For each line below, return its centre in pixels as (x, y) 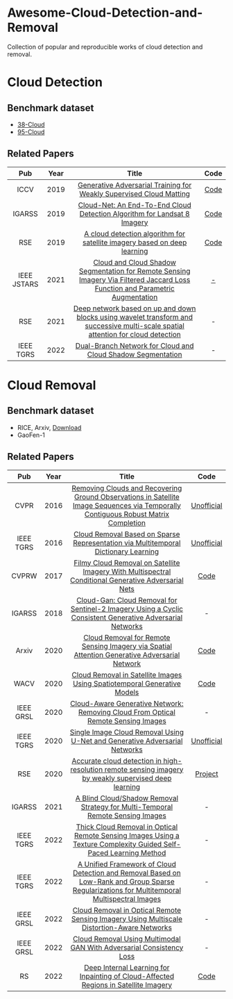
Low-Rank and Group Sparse (127, 882)
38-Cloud (31, 124)
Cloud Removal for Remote (127, 637)
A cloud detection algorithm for (135, 233)
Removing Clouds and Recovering (127, 488)
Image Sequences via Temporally (127, 505)
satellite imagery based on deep (135, 242)
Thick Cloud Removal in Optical (127, 827)
